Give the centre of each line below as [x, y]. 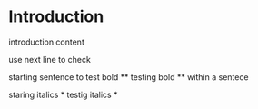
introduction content [47, 42]
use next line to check [50, 59]
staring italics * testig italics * [63, 94]
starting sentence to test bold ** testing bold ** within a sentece [129, 77]
